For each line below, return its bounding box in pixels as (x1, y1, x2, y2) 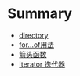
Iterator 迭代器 (18, 60, 66, 69)
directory (18, 31, 49, 40)
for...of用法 (18, 40, 55, 49)
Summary (7, 5, 72, 23)
